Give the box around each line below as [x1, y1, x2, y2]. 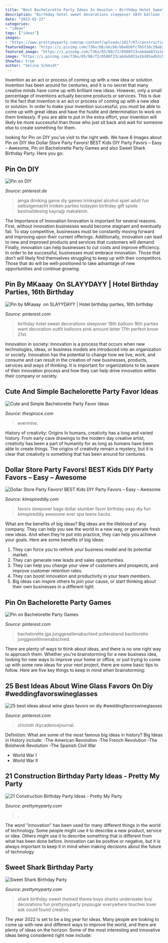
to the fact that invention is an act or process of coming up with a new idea [5, 98, 159, 104]
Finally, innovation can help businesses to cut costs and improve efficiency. [5, 244, 161, 250]
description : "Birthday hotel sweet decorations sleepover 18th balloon [5, 12, 160, 17]
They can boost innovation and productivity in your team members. [12, 573, 151, 579]
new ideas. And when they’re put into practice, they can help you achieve [5, 531, 156, 538]
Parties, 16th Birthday [5, 288, 74, 297]
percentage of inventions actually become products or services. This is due [5, 93, 161, 99]
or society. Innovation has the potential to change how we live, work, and [5, 351, 156, 358]
